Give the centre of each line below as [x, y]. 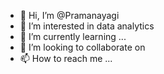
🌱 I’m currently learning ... [73, 36]
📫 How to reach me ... [66, 58]
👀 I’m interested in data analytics [87, 26]
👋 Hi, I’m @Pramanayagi [69, 15]
